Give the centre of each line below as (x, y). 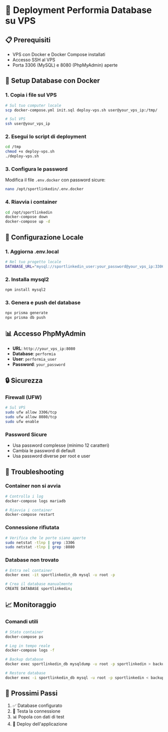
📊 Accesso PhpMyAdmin (45, 334)
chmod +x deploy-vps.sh (30, 152)
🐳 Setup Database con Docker (52, 81)
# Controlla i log (24, 496)
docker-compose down (27, 217)
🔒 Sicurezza (24, 381)
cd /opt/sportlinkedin (29, 212)
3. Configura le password (36, 169)
